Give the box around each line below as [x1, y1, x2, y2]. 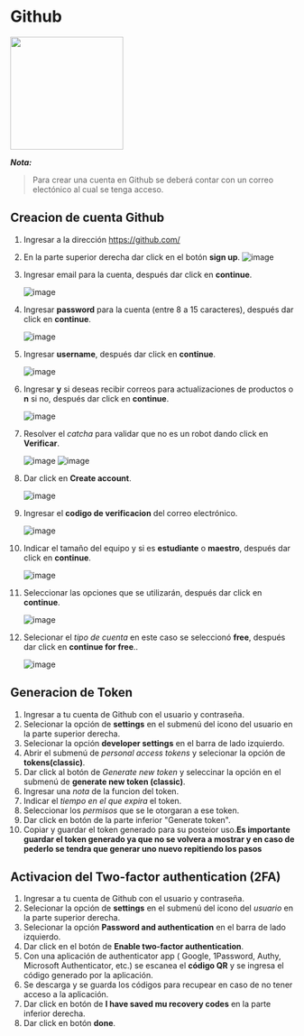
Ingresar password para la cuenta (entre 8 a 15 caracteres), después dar [23, 304, 294, 315]
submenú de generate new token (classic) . [23, 776, 186, 787]
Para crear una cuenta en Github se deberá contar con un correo [32, 174, 274, 185]
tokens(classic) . [23, 756, 86, 768]
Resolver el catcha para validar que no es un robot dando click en [23, 428, 269, 439]
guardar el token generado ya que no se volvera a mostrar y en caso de [23, 833, 295, 845]
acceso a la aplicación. [23, 989, 109, 1000]
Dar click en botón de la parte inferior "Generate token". [23, 814, 231, 825]
